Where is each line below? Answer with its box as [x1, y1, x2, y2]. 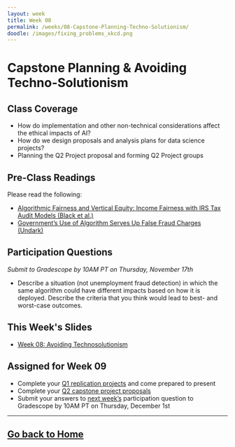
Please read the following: [7, 190, 83, 199]
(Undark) [17, 226, 44, 235]
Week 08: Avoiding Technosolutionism [17, 340, 128, 348]
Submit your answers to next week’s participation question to [17, 394, 194, 402]
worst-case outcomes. [17, 301, 83, 309]
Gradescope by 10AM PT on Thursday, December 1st [17, 401, 170, 410]
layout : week [7, 10, 45, 18]
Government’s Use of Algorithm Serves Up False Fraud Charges [17, 219, 201, 227]
